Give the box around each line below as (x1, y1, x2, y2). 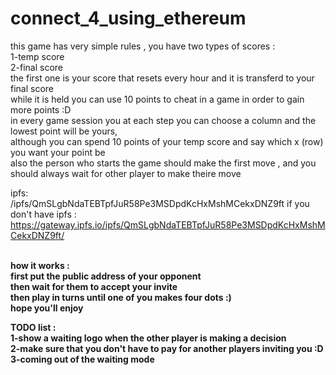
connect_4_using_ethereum (10, 7, 247, 30)
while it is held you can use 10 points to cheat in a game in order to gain (10, 93, 305, 105)
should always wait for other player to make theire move (10, 167, 242, 179)
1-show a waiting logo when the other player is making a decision (10, 332, 287, 344)
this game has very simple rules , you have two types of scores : (10, 40, 276, 52)
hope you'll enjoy (10, 302, 84, 314)
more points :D (10, 103, 72, 116)
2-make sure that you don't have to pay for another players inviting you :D (10, 342, 324, 354)
